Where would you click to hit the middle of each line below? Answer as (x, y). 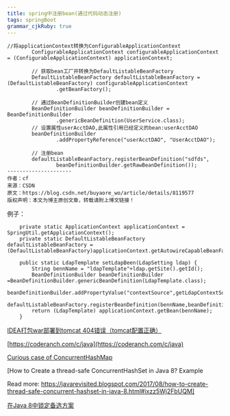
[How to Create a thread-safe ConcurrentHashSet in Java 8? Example (105, 371)
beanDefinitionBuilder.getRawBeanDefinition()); (126, 165)
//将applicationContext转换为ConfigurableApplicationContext (94, 46)
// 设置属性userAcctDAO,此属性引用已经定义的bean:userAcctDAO (115, 128)
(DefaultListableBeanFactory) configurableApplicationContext (98, 84)
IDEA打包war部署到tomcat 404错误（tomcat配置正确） (85, 330)
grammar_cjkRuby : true (39, 26)
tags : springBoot (32, 20)
